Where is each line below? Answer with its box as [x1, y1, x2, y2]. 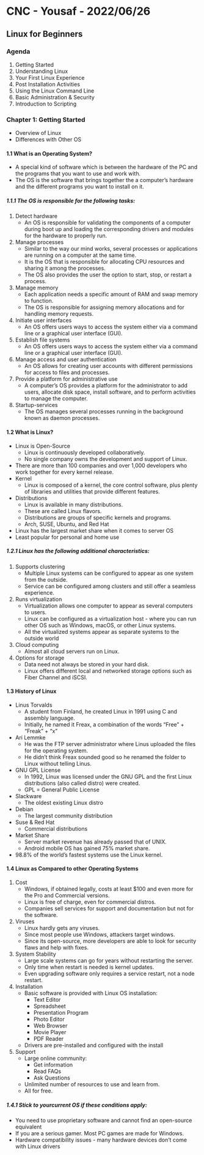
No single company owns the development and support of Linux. [24, 455, 188, 462]
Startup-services [15, 402, 58, 409]
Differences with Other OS [15, 136, 82, 143]
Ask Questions [33, 1074, 70, 1081]
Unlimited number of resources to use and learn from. [24, 1080, 160, 1088]
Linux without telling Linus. [24, 760, 92, 767]
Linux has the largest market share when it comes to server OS [15, 527, 174, 534]
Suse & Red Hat [15, 818, 55, 826]
